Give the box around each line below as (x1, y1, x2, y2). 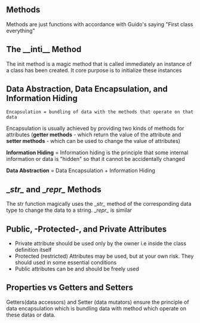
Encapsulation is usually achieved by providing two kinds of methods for (6, 125, 184, 132)
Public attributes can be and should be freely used (14, 266, 139, 273)
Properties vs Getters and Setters (6, 282, 133, 292)
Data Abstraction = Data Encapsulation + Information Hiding (6, 167, 155, 174)
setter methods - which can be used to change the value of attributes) (6, 138, 181, 145)
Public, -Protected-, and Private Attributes (6, 224, 167, 234)
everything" (6, 27, 35, 34)
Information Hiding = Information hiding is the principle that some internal (6, 149, 189, 156)
